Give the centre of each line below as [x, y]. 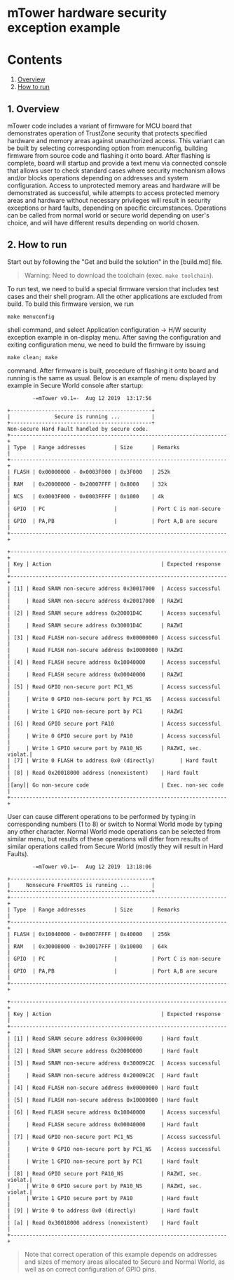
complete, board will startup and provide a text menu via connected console [117, 163]
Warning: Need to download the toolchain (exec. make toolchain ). [119, 275]
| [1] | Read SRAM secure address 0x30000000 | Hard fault [103, 1039]
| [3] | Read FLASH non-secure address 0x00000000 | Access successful [114, 638]
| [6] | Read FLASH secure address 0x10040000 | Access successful [114, 1112]
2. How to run [37, 245]
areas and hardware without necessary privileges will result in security [109, 200]
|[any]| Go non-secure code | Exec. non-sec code [116, 785]
